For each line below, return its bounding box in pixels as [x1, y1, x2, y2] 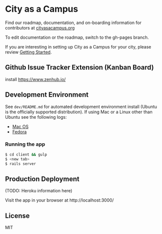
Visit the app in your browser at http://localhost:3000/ [5, 197, 114, 203]
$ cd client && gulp [5, 152, 48, 157]
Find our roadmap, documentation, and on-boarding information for [5, 20, 142, 26]
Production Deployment [5, 175, 80, 183]
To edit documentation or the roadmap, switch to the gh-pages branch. [5, 34, 149, 40]
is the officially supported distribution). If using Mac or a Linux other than [5, 109, 153, 115]
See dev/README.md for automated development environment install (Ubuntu [5, 104, 157, 109]
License [5, 211, 30, 220]
